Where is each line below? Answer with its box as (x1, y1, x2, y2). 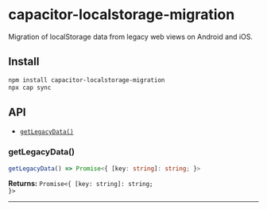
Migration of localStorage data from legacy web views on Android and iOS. (8, 32, 253, 41)
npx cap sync (8, 84, 52, 91)
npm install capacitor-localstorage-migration (8, 76, 165, 84)
